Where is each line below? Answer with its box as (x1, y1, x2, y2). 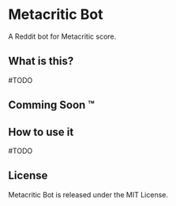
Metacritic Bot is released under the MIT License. (8, 189, 168, 199)
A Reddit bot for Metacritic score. (8, 32, 117, 41)
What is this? (8, 54, 74, 68)
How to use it (8, 125, 74, 139)
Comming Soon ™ (8, 99, 95, 112)
